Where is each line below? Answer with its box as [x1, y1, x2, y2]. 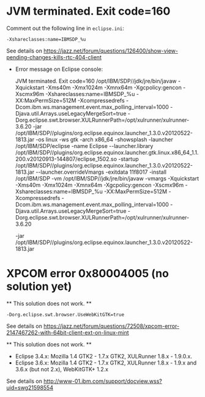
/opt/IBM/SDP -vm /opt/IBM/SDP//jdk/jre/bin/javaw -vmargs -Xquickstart [15, 174, 199, 182]
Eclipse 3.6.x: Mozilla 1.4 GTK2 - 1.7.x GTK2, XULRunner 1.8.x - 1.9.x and [15, 359, 197, 366]
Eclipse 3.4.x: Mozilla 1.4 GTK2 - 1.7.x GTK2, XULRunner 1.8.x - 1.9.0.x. [15, 352, 193, 360]
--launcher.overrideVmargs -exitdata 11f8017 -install [35, 168, 167, 176]
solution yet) [6, 280, 72, 294]
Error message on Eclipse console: [15, 65, 103, 73]
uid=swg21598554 [6, 384, 54, 391]
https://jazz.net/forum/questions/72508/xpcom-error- [43, 322, 179, 330]
